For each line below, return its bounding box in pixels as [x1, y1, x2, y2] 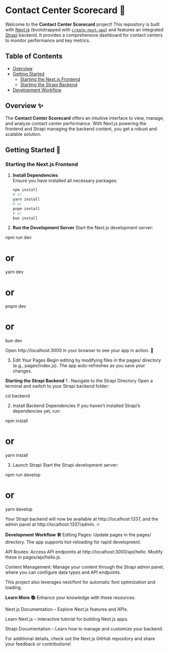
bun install [12, 216, 38, 221]
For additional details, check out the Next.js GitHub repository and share [5, 636, 155, 642]
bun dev [5, 338, 23, 344]
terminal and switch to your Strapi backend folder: [5, 383, 109, 389]
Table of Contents [5, 52, 63, 61]
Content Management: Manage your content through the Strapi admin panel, [5, 564, 164, 570]
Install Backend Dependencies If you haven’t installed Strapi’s [12, 403, 140, 409]
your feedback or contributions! [5, 641, 71, 647]
